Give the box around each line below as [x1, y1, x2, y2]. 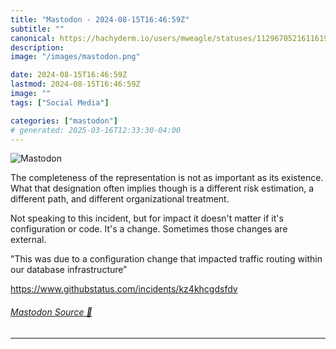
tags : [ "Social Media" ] [10, 97, 110, 108]
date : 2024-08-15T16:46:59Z [10, 70, 128, 80]
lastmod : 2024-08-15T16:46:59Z [10, 79, 141, 90]
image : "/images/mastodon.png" [10, 52, 141, 62]
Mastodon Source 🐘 [10, 306, 93, 318]
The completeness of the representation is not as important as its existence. [10, 172, 324, 184]
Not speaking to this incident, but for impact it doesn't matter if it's [10, 212, 284, 225]
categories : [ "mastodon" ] [10, 116, 118, 126]
